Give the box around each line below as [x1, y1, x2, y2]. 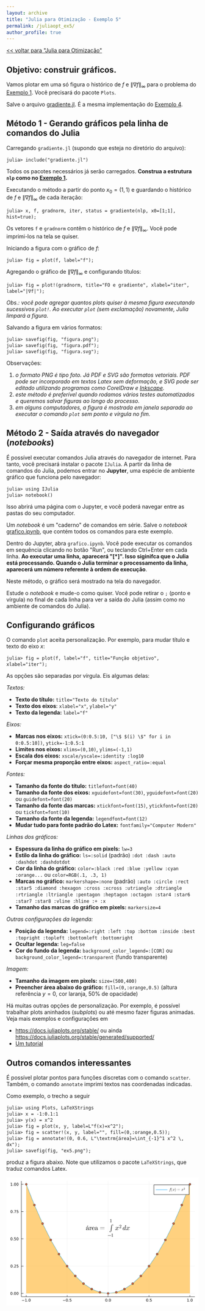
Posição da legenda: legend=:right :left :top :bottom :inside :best [15, 928, 195, 935]
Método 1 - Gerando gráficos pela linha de [6, 118, 169, 129]
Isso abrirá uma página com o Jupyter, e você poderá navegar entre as [6, 503, 185, 510]
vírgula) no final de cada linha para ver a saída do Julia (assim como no [6, 596, 185, 603]
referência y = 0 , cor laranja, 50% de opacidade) [15, 990, 138, 997]
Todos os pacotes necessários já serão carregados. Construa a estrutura [6, 167, 192, 175]
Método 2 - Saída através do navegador [6, 428, 160, 438]
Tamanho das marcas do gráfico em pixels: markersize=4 [15, 904, 161, 911]
